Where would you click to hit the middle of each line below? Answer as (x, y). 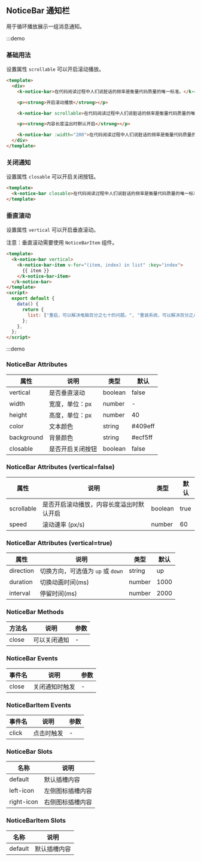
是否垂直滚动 (67, 392)
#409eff (143, 426)
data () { (28, 304)
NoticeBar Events (32, 658)
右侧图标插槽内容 (68, 802)
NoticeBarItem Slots (36, 821)
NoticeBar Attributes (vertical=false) (60, 467)
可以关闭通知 (51, 640)
